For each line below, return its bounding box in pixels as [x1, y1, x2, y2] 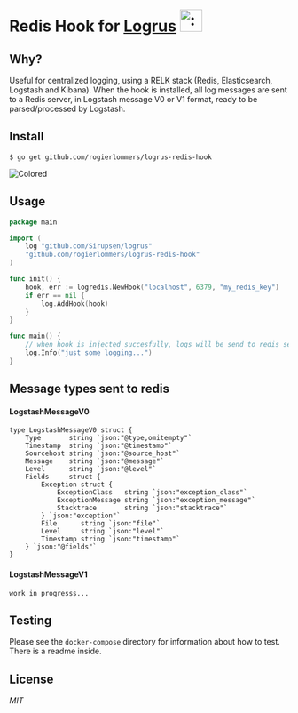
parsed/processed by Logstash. [9, 103, 126, 114]
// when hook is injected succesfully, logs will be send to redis [25, 340, 279, 349]
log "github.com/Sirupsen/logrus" [25, 242, 153, 251]
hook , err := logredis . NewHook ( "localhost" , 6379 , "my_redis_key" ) [25, 283, 279, 292]
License [9, 671, 54, 686]
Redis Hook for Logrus [9, 16, 177, 36]
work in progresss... [9, 589, 90, 597]
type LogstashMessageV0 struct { [9, 426, 133, 435]
